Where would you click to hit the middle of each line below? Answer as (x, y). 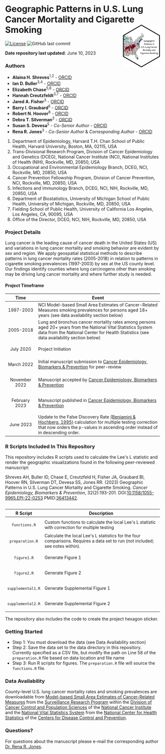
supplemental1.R (24, 589)
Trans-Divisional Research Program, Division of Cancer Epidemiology (82, 151)
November (21, 380)
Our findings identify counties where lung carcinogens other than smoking (80, 269)
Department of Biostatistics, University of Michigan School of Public (81, 198)
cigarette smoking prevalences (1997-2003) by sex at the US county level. (80, 264)
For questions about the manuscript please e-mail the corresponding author (82, 741)
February (21, 400)
